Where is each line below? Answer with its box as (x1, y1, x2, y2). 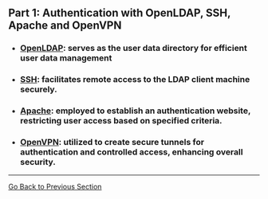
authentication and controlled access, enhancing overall (19, 146, 243, 158)
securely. (19, 84, 57, 95)
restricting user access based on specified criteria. (19, 115, 223, 127)
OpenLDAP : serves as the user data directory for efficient (19, 43, 247, 54)
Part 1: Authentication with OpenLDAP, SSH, (8, 6, 231, 20)
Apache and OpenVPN (8, 19, 122, 33)
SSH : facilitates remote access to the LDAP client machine (19, 74, 250, 85)
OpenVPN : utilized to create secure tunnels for (19, 137, 205, 148)
